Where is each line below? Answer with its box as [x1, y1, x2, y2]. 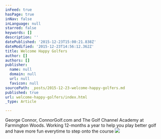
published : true [5, 90, 39, 95]
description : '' [5, 35, 39, 40]
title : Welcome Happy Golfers [5, 48, 68, 53]
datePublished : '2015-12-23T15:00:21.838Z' [5, 40, 97, 45]
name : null [9, 67, 32, 72]
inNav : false [5, 16, 32, 21]
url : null [9, 76, 30, 81]
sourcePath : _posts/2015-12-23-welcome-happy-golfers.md [5, 85, 125, 91]
